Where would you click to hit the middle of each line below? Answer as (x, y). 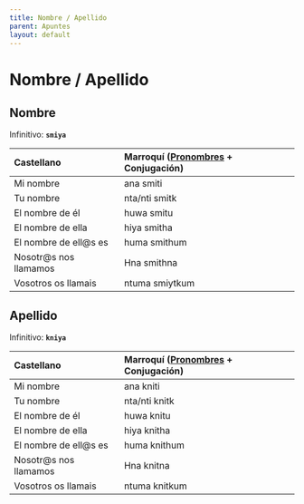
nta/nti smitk (150, 199)
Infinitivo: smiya (38, 135)
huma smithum (155, 243)
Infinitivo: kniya (38, 337)
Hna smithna (151, 263)
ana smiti (143, 184)
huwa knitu (147, 416)
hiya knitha (147, 431)
